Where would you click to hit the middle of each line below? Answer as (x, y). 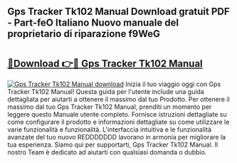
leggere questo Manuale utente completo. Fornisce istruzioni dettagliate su (117, 114)
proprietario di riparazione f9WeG (84, 34)
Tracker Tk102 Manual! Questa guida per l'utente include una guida (106, 91)
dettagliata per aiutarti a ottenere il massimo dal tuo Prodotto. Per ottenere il (118, 99)
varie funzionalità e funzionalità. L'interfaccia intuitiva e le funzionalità (110, 130)
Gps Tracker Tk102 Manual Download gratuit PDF (118, 12)
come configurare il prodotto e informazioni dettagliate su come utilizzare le (118, 122)
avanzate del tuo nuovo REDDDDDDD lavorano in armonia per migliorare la (117, 137)
